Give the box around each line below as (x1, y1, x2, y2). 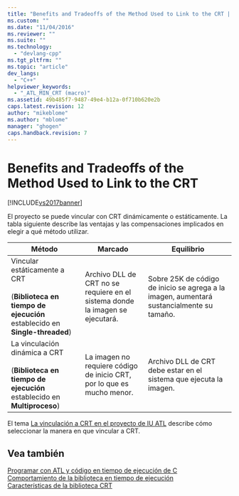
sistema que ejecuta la (148, 374, 223, 384)
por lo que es (85, 379, 129, 389)
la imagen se (85, 305, 128, 315)
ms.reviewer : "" (7, 30, 55, 38)
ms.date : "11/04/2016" (7, 23, 75, 31)
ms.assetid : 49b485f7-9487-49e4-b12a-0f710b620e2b (7, 97, 161, 104)
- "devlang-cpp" (14, 50, 62, 58)
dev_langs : (7, 70, 40, 77)
